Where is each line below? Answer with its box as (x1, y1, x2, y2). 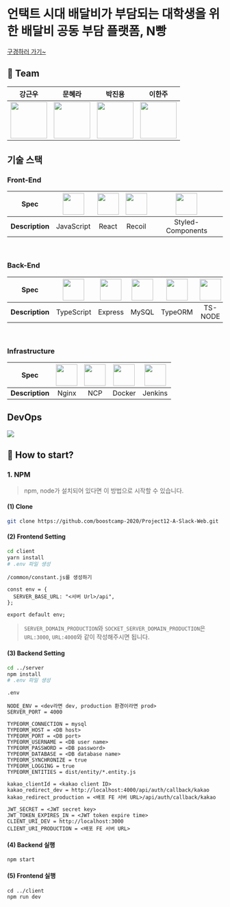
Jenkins (142, 388, 168, 398)
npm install (7, 670, 41, 678)
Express (98, 307, 125, 316)
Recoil (126, 222, 146, 231)
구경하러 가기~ (7, 47, 47, 56)
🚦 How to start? (7, 449, 74, 461)
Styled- (174, 217, 200, 227)
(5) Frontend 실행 (7, 872, 56, 880)
